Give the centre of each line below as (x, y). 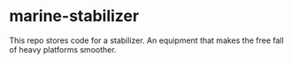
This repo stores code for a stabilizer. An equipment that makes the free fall (147, 40)
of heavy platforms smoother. (63, 49)
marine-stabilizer (74, 16)
